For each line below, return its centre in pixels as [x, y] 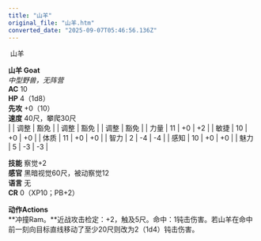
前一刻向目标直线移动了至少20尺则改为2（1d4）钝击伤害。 [104, 229]
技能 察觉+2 [28, 164]
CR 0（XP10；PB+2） [43, 193]
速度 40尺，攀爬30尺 [42, 119]
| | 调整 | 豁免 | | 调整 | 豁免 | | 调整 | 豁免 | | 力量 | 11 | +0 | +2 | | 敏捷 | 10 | [128, 128]
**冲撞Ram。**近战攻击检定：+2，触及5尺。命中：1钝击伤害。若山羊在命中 [130, 220]
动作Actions [28, 209]
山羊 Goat [24, 70]
